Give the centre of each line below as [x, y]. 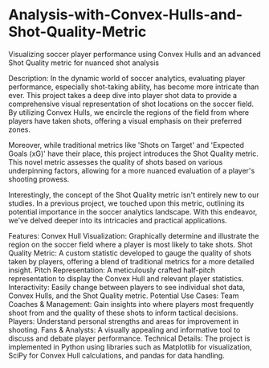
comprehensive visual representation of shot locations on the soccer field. [131, 104]
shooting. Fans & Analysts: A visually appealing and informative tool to [124, 329]
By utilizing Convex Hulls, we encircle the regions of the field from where [129, 112]
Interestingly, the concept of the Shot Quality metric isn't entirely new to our [134, 194]
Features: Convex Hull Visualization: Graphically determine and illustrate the [134, 235]
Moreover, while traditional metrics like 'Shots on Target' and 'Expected [126, 145]
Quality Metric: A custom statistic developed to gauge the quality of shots [130, 253]
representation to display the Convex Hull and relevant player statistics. [126, 278]
